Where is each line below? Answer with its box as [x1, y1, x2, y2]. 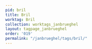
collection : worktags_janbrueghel [5, 21, 79, 27]
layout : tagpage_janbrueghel [5, 27, 67, 32]
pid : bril [5, 7, 26, 13]
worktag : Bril [5, 17, 36, 22]
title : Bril [5, 12, 30, 17]
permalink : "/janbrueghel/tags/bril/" [5, 36, 87, 41]
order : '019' [5, 31, 33, 36]
